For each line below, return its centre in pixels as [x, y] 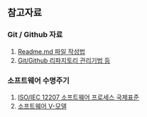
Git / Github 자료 [35, 35]
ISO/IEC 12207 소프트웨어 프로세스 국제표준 [78, 97]
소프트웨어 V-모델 [42, 106]
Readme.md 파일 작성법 [51, 51]
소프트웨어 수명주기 [38, 80]
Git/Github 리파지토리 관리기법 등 [64, 60]
